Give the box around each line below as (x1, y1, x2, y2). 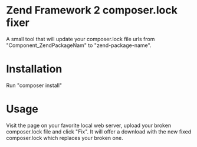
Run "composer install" (6, 82, 63, 89)
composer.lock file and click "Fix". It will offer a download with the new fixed (6, 128, 192, 135)
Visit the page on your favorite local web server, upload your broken (6, 122, 172, 129)
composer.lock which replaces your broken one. (6, 134, 123, 141)
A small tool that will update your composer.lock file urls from (6, 35, 155, 42)
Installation (6, 62, 63, 76)
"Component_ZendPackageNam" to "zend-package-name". (6, 42, 152, 49)
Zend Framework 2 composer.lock (6, 4, 178, 17)
